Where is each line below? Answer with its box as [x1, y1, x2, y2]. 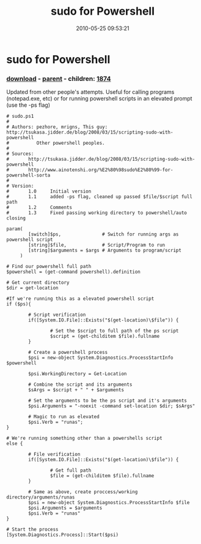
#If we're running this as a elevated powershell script [6, 296, 155, 302]
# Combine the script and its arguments [28, 381, 133, 388]
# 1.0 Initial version [6, 188, 92, 194]
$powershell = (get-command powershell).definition [6, 269, 141, 275]
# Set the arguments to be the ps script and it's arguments [28, 397, 188, 404]
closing [6, 215, 26, 221]
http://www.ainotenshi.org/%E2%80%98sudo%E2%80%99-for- [28, 167, 174, 173]
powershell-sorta [6, 172, 51, 178]
